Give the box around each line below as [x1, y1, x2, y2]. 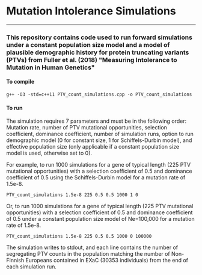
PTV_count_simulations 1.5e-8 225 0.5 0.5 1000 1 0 [6, 192, 138, 198]
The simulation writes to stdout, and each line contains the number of [6, 244, 179, 251]
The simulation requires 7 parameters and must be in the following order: [6, 117, 187, 125]
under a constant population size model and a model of [6, 40, 170, 49]
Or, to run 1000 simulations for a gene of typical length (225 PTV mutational [6, 203, 194, 210]
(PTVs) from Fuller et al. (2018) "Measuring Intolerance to [6, 55, 177, 64]
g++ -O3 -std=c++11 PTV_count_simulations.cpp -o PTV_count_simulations [6, 91, 192, 97]
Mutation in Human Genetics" [6, 63, 95, 72]
